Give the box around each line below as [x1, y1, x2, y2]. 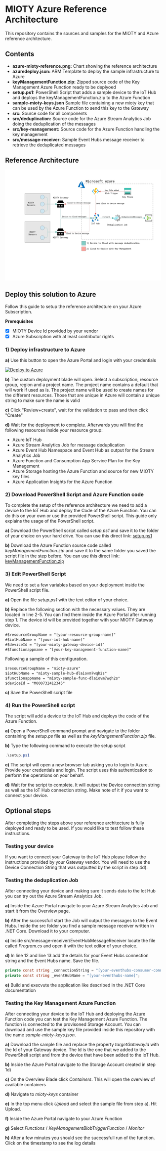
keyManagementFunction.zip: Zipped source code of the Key [12, 79, 140, 85]
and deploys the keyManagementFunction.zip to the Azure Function [12, 94, 151, 100]
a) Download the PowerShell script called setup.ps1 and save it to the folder [5, 528, 159, 533]
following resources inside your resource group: [5, 427, 103, 433]
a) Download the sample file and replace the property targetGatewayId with [5, 1042, 159, 1048]
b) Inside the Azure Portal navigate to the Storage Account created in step [5, 1062, 156, 1067]
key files [12, 474, 30, 480]
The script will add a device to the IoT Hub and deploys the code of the [5, 713, 150, 719]
